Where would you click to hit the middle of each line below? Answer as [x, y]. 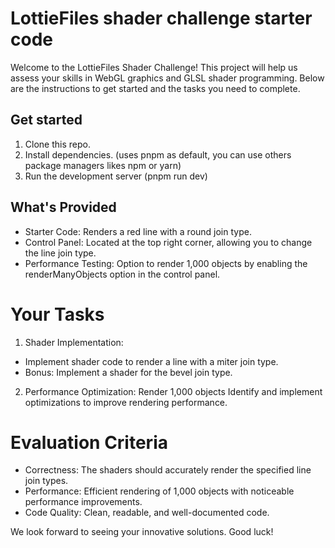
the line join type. [60, 253]
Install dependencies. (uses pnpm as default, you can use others [158, 154]
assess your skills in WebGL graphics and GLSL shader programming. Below [167, 78]
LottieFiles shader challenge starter [161, 18]
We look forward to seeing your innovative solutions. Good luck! [142, 532]
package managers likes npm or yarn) [103, 165]
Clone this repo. [57, 144]
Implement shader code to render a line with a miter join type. [151, 361]
